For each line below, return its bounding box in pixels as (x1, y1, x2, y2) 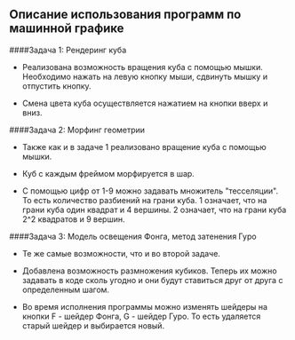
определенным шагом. (21, 284, 109, 295)
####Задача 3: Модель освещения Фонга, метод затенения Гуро (9, 231, 257, 241)
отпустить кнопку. (21, 80, 92, 91)
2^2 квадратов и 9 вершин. (21, 213, 125, 225)
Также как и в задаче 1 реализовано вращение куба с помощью (21, 141, 267, 152)
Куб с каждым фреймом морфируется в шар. (21, 168, 195, 178)
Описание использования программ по (9, 7, 242, 22)
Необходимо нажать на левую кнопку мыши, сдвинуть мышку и (21, 71, 268, 82)
